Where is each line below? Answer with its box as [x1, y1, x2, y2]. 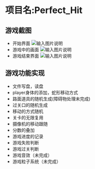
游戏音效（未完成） [12, 152, 52, 158]
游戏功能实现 [5, 69, 45, 78]
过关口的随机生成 [12, 102, 48, 108]
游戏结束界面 [12, 53, 39, 59]
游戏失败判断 [12, 139, 39, 145]
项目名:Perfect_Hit [5, 5, 82, 16]
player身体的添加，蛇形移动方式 [12, 89, 78, 95]
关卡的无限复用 [12, 114, 43, 120]
